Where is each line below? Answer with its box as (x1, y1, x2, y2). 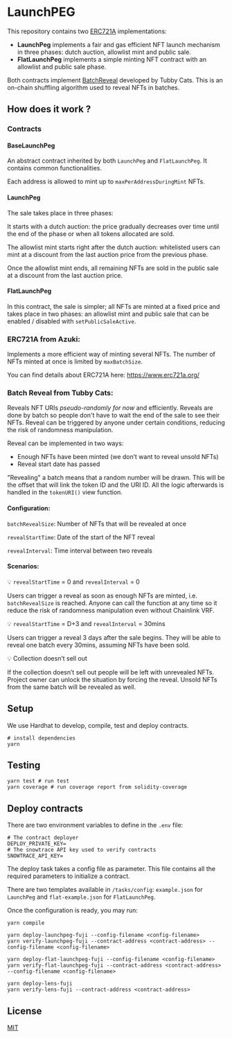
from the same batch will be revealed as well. (7, 683, 136, 691)
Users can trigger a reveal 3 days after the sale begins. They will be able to (7, 633, 221, 641)
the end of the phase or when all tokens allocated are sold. (7, 229, 175, 238)
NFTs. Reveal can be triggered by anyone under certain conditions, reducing (7, 418, 225, 427)
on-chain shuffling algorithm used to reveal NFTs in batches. (7, 83, 180, 91)
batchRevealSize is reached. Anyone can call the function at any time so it (7, 598, 217, 607)
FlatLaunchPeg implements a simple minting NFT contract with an (17, 55, 206, 63)
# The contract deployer (7, 834, 79, 841)
